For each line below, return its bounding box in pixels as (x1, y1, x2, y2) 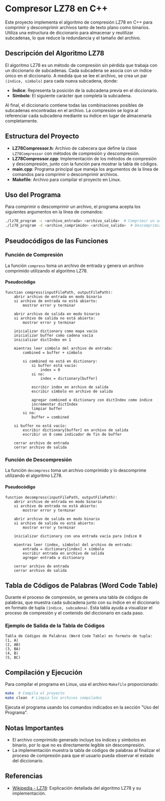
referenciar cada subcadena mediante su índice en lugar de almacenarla (5, 113, 152, 119)
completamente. (5, 118, 38, 123)
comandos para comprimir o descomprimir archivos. (12, 171, 119, 177)
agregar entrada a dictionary (23, 555, 84, 560)
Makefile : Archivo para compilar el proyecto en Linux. (12, 177, 121, 182)
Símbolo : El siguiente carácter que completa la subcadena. (12, 92, 132, 98)
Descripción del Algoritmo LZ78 (5, 49, 105, 58)
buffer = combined (31, 415, 69, 420)
